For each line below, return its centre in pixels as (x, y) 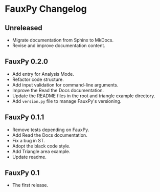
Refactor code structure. (38, 79)
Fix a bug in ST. (29, 140)
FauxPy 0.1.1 (25, 118)
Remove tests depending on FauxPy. (51, 130)
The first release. (30, 185)
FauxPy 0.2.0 (26, 62)
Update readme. (29, 157)
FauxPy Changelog (46, 9)
